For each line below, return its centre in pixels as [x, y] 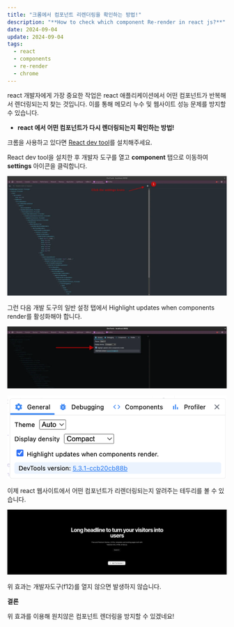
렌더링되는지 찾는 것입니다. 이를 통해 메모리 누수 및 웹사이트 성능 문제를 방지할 [120, 104]
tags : [15, 44]
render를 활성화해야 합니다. [45, 317]
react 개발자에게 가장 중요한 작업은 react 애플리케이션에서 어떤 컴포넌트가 [107, 95]
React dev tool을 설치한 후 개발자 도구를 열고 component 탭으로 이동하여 [108, 157]
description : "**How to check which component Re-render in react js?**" [117, 22]
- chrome [26, 73]
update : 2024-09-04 [36, 37]
